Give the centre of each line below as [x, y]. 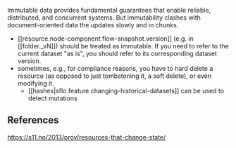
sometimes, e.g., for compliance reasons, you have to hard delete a [115, 68]
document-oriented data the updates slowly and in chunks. [93, 25]
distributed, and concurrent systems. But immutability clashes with [104, 18]
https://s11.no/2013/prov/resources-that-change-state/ [87, 137]
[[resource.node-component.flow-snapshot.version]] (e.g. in [105, 39]
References [33, 120]
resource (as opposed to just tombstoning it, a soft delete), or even [114, 76]
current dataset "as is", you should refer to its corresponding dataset [117, 53]
